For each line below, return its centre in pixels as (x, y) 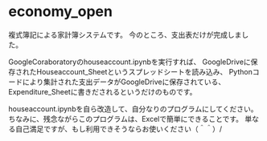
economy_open (60, 12)
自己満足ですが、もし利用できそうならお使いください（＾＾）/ (119, 129)
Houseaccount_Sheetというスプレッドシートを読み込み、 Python (144, 71)
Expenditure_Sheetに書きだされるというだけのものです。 (103, 91)
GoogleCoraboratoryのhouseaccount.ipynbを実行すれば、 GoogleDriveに (129, 62)
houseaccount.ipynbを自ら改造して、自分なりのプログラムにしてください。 (133, 109)
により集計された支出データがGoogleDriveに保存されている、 (124, 82)
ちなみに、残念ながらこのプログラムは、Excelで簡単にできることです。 (126, 119)
